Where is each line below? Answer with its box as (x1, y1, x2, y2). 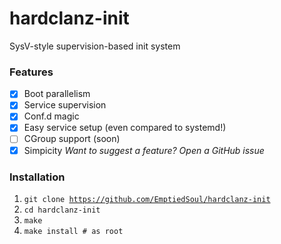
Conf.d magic (23, 110, 80, 122)
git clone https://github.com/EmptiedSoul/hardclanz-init (23, 194, 271, 204)
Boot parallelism (23, 88, 91, 100)
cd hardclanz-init (23, 205, 101, 215)
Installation (9, 170, 66, 184)
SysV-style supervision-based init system (9, 40, 181, 52)
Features (9, 65, 54, 79)
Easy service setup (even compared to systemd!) (23, 122, 227, 134)
